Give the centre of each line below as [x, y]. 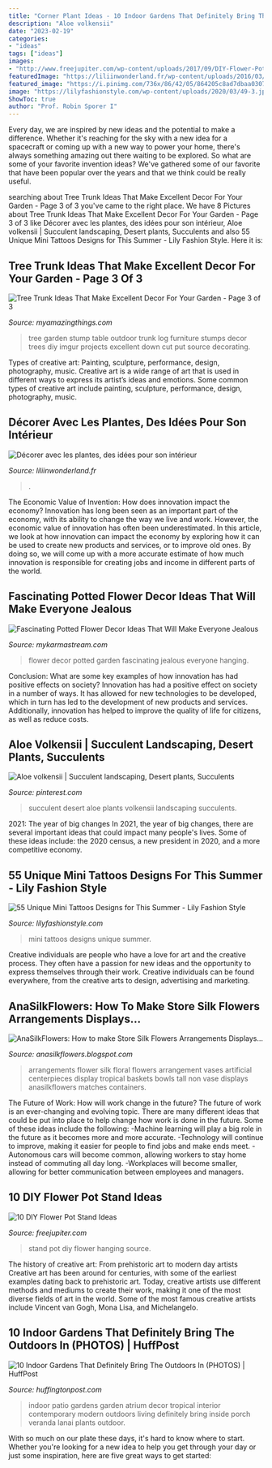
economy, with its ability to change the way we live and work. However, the [134, 519]
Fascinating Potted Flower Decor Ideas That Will [132, 596]
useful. [20, 181]
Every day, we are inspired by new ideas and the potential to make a [122, 130]
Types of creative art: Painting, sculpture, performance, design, [114, 362]
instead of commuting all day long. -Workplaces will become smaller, [123, 1163]
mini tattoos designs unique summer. [90, 939]
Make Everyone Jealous [70, 609]
